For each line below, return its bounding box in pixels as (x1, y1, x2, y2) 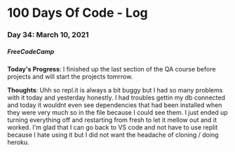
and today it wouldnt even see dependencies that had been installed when (7, 101, 222, 109)
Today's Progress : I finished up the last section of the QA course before (7, 65, 216, 74)
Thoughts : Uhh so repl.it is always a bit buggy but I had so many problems (7, 86, 223, 95)
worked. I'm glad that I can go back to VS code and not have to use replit (7, 123, 218, 132)
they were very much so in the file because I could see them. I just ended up (7, 109, 228, 117)
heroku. (7, 138, 29, 146)
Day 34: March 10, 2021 (7, 30, 89, 40)
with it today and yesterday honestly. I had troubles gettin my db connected (7, 93, 226, 102)
